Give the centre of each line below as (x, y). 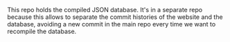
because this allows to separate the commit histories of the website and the (115, 17)
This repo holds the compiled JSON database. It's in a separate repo (105, 10)
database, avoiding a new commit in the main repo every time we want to (112, 24)
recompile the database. (42, 31)
